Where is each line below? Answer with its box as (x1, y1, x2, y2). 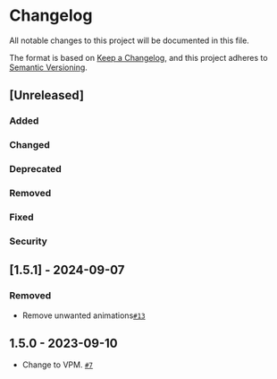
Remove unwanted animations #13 (21, 310, 146, 321)
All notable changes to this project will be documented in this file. (9, 35, 250, 46)
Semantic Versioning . (9, 62, 88, 73)
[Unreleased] (9, 88, 85, 103)
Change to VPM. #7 (21, 359, 94, 370)
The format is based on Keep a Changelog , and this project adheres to (9, 52, 268, 63)
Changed (9, 139, 51, 151)
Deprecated (9, 163, 63, 176)
